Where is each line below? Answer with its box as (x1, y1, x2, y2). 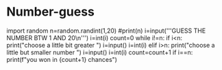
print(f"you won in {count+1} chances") (6, 55, 118, 63)
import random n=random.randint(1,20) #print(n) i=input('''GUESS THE (6, 27, 206, 35)
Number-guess (6, 4, 95, 20)
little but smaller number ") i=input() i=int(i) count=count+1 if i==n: (6, 48, 193, 56)
